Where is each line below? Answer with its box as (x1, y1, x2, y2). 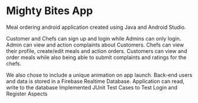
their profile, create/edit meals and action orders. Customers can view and (6, 47, 187, 54)
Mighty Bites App (6, 4, 93, 18)
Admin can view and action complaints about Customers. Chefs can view (6, 41, 184, 48)
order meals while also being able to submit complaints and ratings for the (6, 54, 187, 61)
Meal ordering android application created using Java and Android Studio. (6, 24, 186, 31)
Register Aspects (6, 90, 48, 97)
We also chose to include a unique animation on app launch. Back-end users (6, 71, 193, 78)
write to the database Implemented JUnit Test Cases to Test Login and (6, 84, 178, 91)
